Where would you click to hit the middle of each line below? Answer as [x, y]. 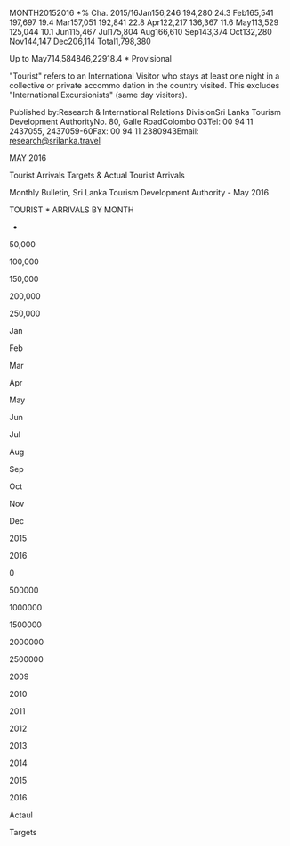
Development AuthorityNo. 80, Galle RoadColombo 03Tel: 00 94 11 [131, 121]
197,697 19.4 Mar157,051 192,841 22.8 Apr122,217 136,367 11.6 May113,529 [144, 22]
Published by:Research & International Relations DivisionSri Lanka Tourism [145, 112]
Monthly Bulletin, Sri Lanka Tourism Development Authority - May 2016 [139, 192]
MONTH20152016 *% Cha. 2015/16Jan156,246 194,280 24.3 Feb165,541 [141, 13]
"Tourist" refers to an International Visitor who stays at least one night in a [145, 76]
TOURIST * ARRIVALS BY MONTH [72, 210]
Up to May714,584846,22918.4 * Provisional [90, 58]
